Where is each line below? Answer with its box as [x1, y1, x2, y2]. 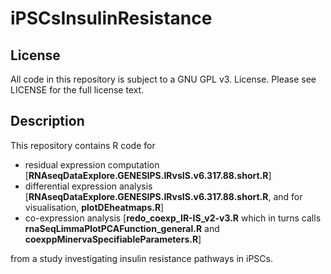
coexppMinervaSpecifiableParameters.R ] [24, 233, 202, 245]
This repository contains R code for [10, 139, 156, 151]
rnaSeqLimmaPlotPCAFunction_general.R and [24, 222, 220, 234]
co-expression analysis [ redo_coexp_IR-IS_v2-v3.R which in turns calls [24, 212, 322, 224]
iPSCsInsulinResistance [10, 7, 213, 30]
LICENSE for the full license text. [10, 84, 145, 96]
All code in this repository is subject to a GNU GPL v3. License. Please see [10, 73, 317, 85]
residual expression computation [24, 158, 160, 171]
